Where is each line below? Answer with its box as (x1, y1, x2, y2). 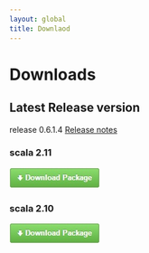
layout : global (9, 14, 67, 23)
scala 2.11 (9, 146, 52, 159)
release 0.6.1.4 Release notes (9, 124, 117, 135)
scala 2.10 (9, 201, 54, 214)
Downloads (9, 64, 97, 85)
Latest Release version (9, 100, 141, 116)
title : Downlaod (9, 23, 70, 33)
